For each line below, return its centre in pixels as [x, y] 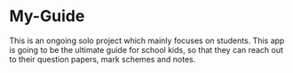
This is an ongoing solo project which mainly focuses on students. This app [147, 40]
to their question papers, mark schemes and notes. [103, 59]
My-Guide [47, 16]
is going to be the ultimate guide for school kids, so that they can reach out [146, 49]
